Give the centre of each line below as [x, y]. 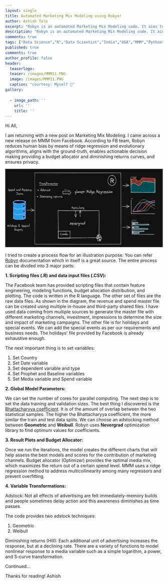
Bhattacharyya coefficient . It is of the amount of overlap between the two [81, 409]
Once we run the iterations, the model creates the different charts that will [81, 450]
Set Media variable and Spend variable [52, 379]
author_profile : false [29, 58]
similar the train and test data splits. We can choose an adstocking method [82, 420]
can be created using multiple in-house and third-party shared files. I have [82, 307]
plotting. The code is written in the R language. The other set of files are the [83, 296]
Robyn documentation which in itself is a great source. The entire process [81, 261]
